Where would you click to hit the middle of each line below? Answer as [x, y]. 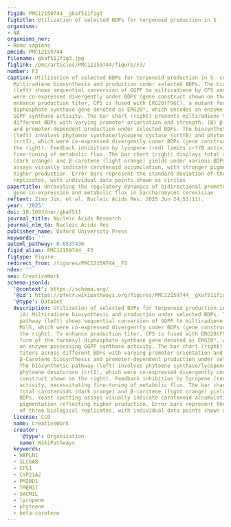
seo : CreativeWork [33, 276]
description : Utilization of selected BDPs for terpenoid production [115, 308]
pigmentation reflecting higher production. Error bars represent [117, 404]
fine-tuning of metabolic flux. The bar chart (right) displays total [117, 155]
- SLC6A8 [26, 462]
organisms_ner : [29, 39]
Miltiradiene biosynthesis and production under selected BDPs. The [113, 84]
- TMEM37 [26, 487]
